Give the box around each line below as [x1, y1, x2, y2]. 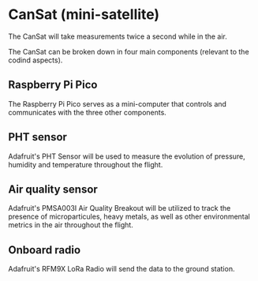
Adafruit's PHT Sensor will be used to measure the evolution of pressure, [8, 152, 246, 161]
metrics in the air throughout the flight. [8, 220, 134, 230]
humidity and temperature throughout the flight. [8, 159, 163, 169]
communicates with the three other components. [8, 107, 167, 117]
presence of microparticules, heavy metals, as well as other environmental [8, 212, 250, 222]
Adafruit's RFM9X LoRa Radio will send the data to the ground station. [8, 264, 235, 274]
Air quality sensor [8, 182, 99, 196]
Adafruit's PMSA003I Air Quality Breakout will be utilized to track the [8, 204, 231, 213]
